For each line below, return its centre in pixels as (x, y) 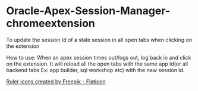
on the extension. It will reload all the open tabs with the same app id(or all (97, 64)
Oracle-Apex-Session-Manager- (88, 11)
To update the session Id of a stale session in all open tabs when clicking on (99, 40)
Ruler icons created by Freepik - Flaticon (56, 82)
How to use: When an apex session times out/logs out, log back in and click (99, 57)
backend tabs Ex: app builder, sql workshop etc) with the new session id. (95, 70)
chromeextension (51, 23)
